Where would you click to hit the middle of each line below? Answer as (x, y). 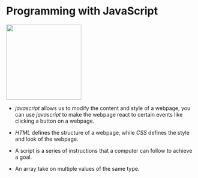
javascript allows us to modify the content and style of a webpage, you (103, 108)
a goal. (23, 157)
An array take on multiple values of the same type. (77, 168)
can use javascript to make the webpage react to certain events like (99, 114)
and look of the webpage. (47, 139)
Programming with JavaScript (82, 11)
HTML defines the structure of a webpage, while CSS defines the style (102, 132)
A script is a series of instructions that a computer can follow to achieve (103, 150)
